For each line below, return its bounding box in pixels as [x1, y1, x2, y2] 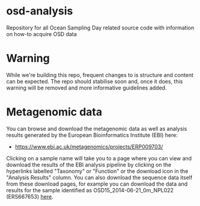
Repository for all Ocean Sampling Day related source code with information [6, 24, 195, 31]
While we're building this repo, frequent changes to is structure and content [6, 71, 193, 79]
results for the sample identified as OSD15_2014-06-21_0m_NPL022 [6, 186, 174, 193]
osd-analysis [6, 4, 73, 18]
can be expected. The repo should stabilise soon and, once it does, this [6, 77, 183, 85]
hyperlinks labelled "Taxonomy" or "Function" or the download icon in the [6, 167, 189, 175]
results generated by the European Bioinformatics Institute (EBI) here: [6, 131, 178, 139]
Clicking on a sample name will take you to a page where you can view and [6, 154, 192, 162]
